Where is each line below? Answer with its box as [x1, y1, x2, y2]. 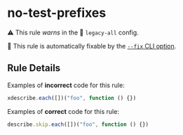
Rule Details [7, 62, 61, 75]
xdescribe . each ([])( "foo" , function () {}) [7, 94, 137, 101]
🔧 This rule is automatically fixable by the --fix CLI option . [7, 41, 177, 50]
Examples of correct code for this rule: [7, 107, 119, 115]
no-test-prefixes [7, 5, 107, 21]
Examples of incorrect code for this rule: [7, 81, 125, 89]
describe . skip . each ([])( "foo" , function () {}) [7, 121, 149, 128]
